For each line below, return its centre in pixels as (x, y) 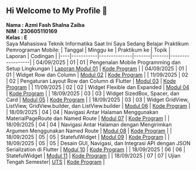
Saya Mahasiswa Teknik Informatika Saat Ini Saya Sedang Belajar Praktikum (97, 43)
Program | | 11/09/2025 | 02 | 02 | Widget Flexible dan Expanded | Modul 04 (98, 87)
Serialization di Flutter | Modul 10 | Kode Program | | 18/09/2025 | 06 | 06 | (96, 149)
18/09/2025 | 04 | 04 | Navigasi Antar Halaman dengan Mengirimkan (89, 124)
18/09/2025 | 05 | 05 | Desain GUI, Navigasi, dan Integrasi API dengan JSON (98, 143)
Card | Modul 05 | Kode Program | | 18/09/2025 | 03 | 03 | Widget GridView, (97, 100)
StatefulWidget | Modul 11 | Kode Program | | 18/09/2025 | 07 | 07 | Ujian (93, 155)
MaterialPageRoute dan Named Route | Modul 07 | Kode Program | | (88, 118)
